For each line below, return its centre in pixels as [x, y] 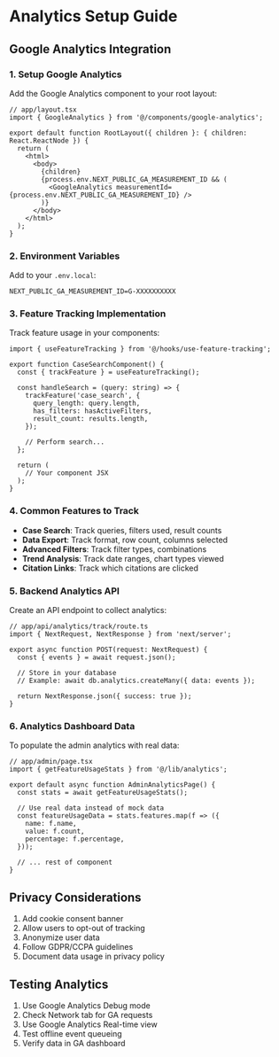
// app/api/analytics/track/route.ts [79, 626]
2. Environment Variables [65, 256]
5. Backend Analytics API [64, 591]
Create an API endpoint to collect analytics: [88, 610]
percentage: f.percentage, [75, 839]
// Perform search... [65, 442]
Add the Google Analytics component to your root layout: [113, 93]
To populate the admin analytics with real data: [94, 745]
